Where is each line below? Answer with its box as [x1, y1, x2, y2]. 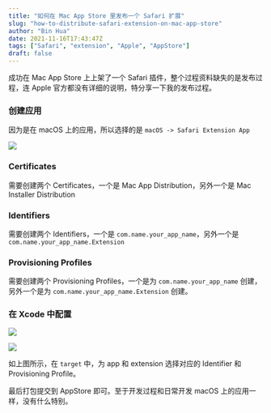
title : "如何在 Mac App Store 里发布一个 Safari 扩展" [8, 11, 185, 20]
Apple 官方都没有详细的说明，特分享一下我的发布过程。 [31, 83, 217, 92]
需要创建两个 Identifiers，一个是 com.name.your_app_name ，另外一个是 [8, 228, 239, 239]
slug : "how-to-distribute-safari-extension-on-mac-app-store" [8, 19, 222, 28]
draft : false [8, 49, 53, 57]
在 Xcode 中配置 [8, 309, 72, 320]
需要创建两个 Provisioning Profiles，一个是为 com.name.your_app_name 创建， [8, 276, 262, 286]
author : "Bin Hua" [8, 27, 70, 35]
